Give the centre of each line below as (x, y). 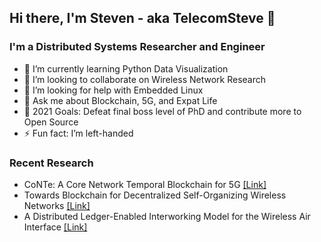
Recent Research (51, 163)
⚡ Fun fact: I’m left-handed (78, 133)
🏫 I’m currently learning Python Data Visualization (126, 68)
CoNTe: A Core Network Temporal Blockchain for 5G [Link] (145, 184)
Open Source (51, 122)
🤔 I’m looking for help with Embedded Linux (113, 90)
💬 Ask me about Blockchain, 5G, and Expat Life (120, 100)
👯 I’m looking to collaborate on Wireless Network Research (145, 79)
